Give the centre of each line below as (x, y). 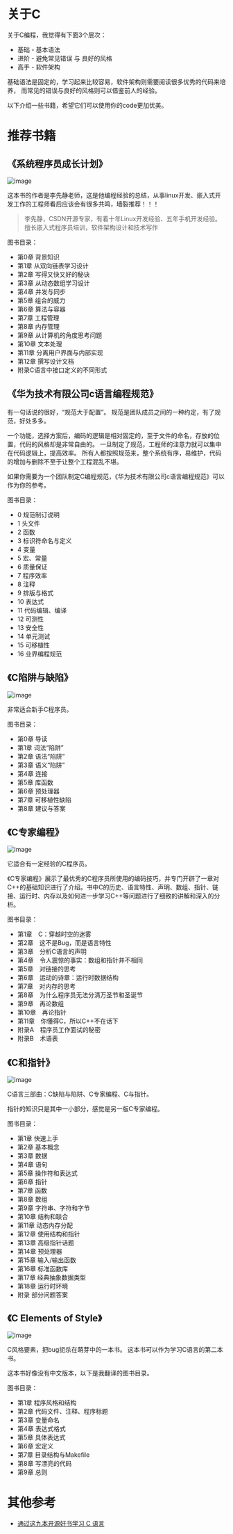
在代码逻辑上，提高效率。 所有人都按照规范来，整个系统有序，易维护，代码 (114, 453)
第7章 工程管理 (38, 318)
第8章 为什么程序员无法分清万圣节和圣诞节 (80, 995)
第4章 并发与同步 (41, 291)
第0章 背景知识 (38, 257)
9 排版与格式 (35, 592)
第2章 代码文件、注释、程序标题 (63, 1411)
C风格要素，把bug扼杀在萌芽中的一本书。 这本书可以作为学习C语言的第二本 (115, 1349)
